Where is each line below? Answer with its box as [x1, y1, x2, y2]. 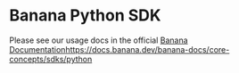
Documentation [9, 44, 66, 54]
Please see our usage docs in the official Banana [9, 35, 189, 45]
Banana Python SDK [9, 5, 161, 26]
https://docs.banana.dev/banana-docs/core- [65, 44, 230, 54]
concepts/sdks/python [9, 53, 93, 64]
